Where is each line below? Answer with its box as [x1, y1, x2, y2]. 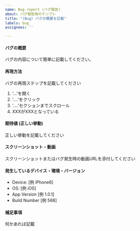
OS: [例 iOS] [12, 186, 36, 191]
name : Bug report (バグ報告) [5, 7, 61, 12]
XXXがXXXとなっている [12, 108, 59, 114]
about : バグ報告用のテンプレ [5, 12, 56, 16]
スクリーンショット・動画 [5, 144, 56, 150]
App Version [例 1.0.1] [12, 191, 55, 197]
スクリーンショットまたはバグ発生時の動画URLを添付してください [5, 156, 136, 161]
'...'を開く [12, 90, 30, 96]
